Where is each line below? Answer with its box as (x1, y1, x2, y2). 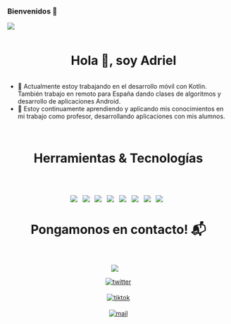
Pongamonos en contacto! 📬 (30, 222, 206, 238)
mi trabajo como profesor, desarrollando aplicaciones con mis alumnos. (17, 112, 225, 120)
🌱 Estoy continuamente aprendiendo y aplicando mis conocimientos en (17, 105, 224, 113)
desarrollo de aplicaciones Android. (17, 97, 121, 106)
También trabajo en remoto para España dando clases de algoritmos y (17, 89, 222, 98)
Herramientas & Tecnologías (33, 151, 204, 166)
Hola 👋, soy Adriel (70, 53, 177, 69)
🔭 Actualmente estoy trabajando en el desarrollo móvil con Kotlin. (17, 82, 207, 91)
